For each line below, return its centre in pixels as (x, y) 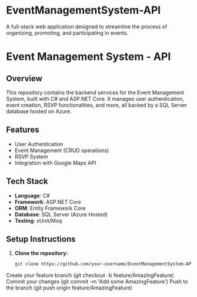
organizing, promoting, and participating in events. (67, 32)
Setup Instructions (41, 239)
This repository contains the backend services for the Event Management (95, 93)
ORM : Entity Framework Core (50, 208)
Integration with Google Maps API (55, 163)
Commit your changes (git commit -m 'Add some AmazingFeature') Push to (97, 282)
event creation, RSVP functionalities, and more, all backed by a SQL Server (97, 105)
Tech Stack (27, 181)
